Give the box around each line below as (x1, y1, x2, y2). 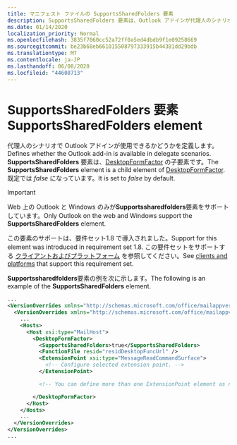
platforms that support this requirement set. (7, 260, 134, 268)
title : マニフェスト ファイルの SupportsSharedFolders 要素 (7, 10, 174, 18)
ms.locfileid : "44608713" (7, 69, 83, 76)
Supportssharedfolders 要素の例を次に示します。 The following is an (7, 274, 206, 283)
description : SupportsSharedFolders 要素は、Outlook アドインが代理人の (7, 17, 212, 24)
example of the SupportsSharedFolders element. (7, 282, 152, 291)
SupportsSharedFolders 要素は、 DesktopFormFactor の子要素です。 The (7, 158, 219, 166)
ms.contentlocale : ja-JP (7, 56, 80, 63)
